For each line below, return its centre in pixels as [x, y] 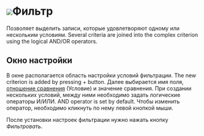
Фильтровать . [24, 126]
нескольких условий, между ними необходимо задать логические [93, 95]
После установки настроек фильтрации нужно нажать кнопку [87, 119]
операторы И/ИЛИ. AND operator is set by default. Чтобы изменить [93, 101]
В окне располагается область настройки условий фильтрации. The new [101, 75]
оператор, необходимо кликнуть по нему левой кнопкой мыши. [90, 108]
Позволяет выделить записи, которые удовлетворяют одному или [93, 28]
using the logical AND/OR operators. [52, 41]
